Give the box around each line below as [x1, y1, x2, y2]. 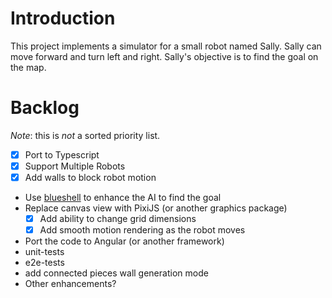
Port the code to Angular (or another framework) [24, 235, 225, 247]
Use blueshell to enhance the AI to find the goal [24, 192, 222, 204]
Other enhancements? [24, 278, 117, 290]
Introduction [10, 7, 116, 30]
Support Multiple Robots [24, 160, 126, 172]
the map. [10, 61, 47, 73]
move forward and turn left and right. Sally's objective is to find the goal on [10, 50, 319, 62]
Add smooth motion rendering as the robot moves [39, 224, 246, 236]
